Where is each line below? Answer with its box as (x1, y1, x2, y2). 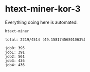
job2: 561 (5, 54, 25, 59)
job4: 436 (5, 62, 25, 67)
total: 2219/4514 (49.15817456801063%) (5, 37, 86, 42)
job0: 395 (5, 45, 25, 50)
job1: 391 (5, 50, 25, 55)
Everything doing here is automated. (5, 19, 78, 25)
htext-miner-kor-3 (5, 3, 81, 14)
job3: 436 (5, 58, 25, 63)
